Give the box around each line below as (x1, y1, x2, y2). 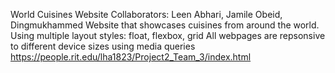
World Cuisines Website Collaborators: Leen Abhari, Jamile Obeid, (10, 9, 283, 20)
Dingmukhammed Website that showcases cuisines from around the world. (10, 19, 320, 31)
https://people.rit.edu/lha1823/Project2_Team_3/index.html (10, 51, 252, 63)
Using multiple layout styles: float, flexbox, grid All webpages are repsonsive (10, 30, 326, 41)
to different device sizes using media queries (10, 40, 196, 52)
